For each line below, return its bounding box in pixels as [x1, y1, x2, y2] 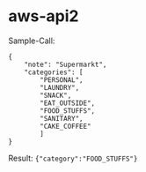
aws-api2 [8, 6, 79, 26]
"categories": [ [24, 68, 84, 77]
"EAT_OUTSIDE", [40, 99, 96, 108]
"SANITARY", [40, 114, 84, 123]
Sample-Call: [8, 35, 55, 46]
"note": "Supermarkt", [24, 60, 107, 69]
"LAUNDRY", [40, 83, 80, 92]
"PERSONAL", [40, 75, 84, 85]
